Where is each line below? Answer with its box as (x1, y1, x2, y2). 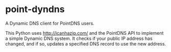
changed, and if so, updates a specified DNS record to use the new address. (5, 40, 166, 46)
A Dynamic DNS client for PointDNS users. (5, 20, 94, 26)
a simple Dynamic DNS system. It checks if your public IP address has (5, 35, 153, 41)
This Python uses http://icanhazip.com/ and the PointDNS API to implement (5, 30, 164, 36)
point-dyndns (5, 4, 65, 15)
